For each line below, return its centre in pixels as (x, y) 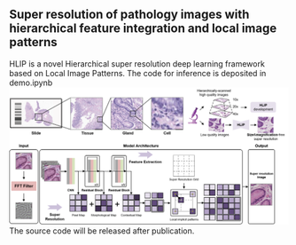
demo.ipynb (31, 83)
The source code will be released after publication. (102, 231)
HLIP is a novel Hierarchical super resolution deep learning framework (137, 63)
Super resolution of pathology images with (129, 15)
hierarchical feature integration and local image (143, 29)
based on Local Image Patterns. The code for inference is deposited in (138, 73)
